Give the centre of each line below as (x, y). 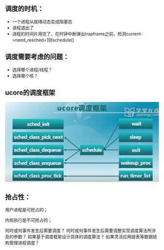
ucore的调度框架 (30, 93)
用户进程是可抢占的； (26, 210)
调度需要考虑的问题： (37, 57)
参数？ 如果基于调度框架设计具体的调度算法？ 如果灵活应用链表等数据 (83, 237)
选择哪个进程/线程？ (32, 70)
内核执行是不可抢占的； (29, 220)
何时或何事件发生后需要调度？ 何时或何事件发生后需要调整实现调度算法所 (78, 231)
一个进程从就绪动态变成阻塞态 (42, 22)
